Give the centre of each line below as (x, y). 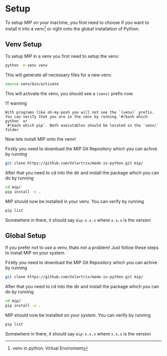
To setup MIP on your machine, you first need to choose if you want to (77, 22)
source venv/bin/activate (32, 84)
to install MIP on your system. (35, 253)
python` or (16, 121)
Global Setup (26, 236)
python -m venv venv (27, 65)
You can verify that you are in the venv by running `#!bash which (77, 117)
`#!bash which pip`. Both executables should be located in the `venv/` (82, 126)
